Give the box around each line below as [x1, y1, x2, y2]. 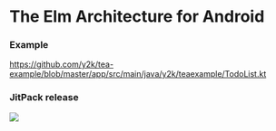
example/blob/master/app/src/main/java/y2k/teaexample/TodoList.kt [9, 69, 267, 80]
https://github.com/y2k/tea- [9, 59, 114, 70]
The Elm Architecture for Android [9, 6, 265, 27]
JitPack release [9, 91, 79, 104]
